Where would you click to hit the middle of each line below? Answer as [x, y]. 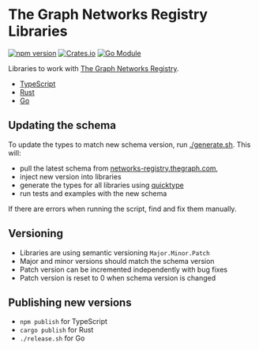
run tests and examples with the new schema [93, 193]
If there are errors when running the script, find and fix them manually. [122, 209]
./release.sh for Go [52, 338]
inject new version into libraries [70, 176]
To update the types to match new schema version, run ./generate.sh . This [129, 145]
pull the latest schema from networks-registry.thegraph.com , [119, 168]
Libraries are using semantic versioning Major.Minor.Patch [115, 252]
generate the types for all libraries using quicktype [101, 185]
